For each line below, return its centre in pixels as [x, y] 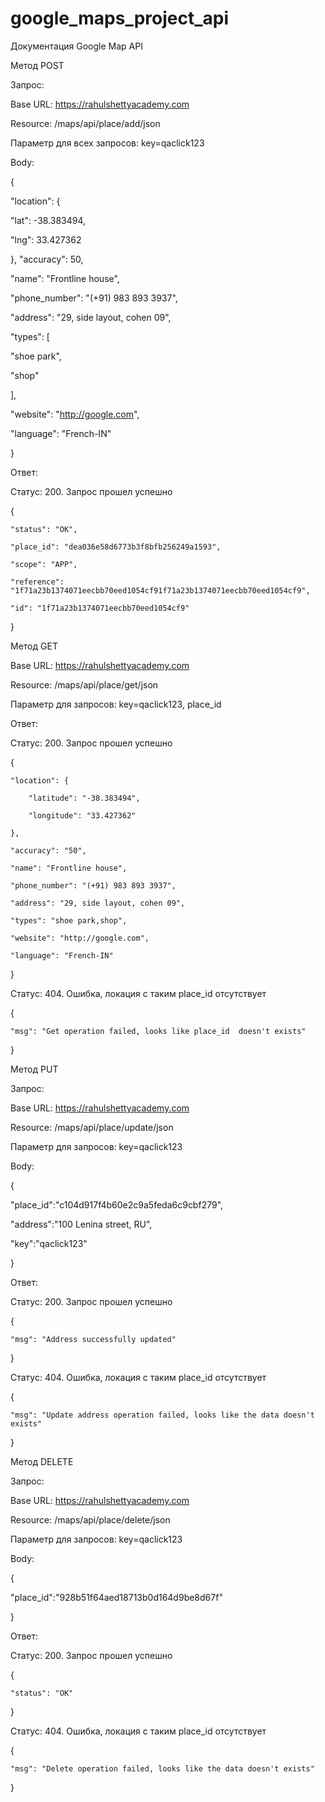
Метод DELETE [42, 1461]
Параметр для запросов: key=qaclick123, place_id [116, 704]
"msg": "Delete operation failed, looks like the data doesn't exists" [162, 1768]
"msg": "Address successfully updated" [93, 1339]
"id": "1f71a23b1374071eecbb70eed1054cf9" [100, 608]
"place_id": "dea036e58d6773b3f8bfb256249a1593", [116, 547]
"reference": [37, 582]
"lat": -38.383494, [48, 220]
